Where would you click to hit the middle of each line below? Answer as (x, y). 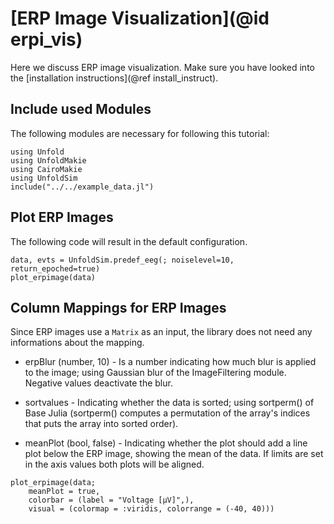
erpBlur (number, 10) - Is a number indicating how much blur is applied (170, 362)
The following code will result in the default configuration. (129, 241)
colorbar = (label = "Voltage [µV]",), (111, 500)
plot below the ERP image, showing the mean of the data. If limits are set (174, 454)
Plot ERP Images (62, 217)
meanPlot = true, (64, 492)
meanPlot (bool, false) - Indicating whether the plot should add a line (166, 443)
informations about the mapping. (77, 343)
